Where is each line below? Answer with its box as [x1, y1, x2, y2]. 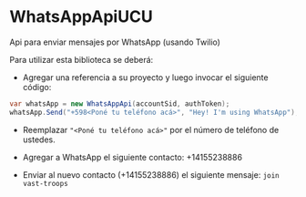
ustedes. [22, 134, 56, 145]
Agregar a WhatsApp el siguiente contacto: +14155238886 [22, 151, 243, 162]
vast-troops [22, 179, 68, 188]
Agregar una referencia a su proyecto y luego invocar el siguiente [22, 71, 269, 83]
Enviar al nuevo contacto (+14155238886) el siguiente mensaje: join [22, 169, 280, 180]
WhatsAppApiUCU [9, 6, 153, 27]
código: [22, 81, 52, 92]
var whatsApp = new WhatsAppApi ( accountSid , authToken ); [9, 98, 230, 109]
